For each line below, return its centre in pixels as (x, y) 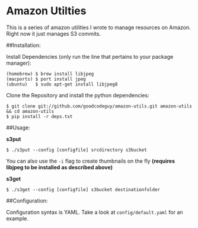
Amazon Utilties (46, 11)
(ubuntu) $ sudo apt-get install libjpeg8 (62, 84)
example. (17, 218)
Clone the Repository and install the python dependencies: (78, 95)
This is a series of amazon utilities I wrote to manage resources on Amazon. (98, 27)
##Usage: (18, 127)
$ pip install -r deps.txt (39, 116)
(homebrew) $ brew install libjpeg (50, 74)
